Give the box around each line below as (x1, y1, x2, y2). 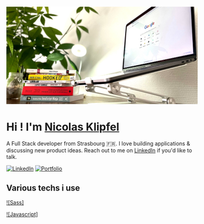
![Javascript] (6, 211, 38, 218)
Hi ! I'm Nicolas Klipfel (6, 120, 120, 134)
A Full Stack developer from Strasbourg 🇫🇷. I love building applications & (6, 140, 190, 147)
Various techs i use (6, 183, 80, 193)
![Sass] (6, 199, 24, 206)
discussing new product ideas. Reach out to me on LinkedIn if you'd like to (6, 147, 192, 154)
